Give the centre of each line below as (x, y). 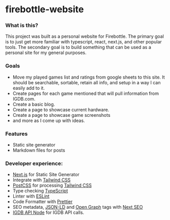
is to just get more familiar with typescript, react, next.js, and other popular (83, 42)
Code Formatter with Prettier (42, 202)
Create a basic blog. (34, 104)
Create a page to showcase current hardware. (61, 109)
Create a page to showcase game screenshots (61, 115)
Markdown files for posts (39, 150)
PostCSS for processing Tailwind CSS (52, 185)
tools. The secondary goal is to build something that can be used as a (78, 47)
